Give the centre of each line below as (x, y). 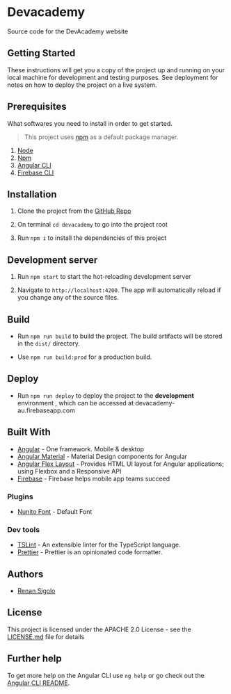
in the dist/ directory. (48, 344)
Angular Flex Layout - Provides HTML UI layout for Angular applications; (120, 464)
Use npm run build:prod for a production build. (85, 357)
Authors (25, 574)
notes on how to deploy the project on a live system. (82, 85)
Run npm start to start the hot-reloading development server (104, 277)
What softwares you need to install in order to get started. (90, 123)
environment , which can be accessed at (75, 403)
